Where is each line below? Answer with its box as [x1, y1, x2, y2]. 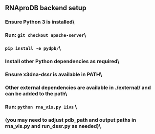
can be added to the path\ [5, 90, 67, 97]
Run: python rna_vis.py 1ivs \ [5, 103, 77, 110]
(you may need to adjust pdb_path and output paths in [5, 116, 136, 123]
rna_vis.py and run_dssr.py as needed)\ [5, 122, 101, 129]
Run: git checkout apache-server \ [5, 32, 87, 39]
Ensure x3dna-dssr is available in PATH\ [5, 71, 102, 78]
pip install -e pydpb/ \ [5, 45, 61, 52]
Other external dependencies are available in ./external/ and [5, 84, 151, 91]
